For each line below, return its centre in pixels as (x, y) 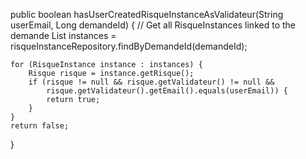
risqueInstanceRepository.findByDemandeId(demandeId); (129, 46)
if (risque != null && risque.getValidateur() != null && (151, 82)
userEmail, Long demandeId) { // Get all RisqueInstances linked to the (153, 25)
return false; (40, 126)
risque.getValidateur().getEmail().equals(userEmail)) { (167, 91)
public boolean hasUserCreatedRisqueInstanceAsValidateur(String (147, 14)
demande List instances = (63, 35)
